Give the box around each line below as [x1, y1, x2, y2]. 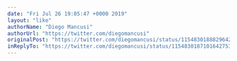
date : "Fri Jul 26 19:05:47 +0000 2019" [7, 10, 128, 18]
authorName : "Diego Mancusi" [7, 23, 93, 30]
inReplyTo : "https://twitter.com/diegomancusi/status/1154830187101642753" [7, 43, 235, 50]
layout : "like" [7, 17, 52, 24]
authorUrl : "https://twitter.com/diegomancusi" [7, 29, 150, 37]
